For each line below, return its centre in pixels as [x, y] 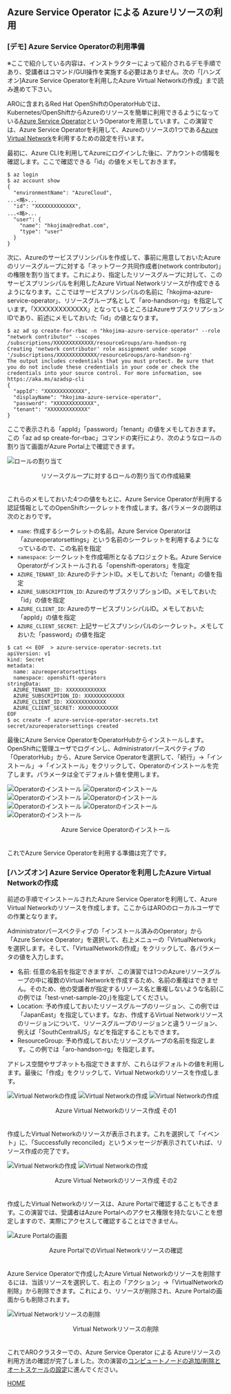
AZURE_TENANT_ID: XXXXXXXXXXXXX [60, 690]
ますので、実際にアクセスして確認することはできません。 [100, 1221]
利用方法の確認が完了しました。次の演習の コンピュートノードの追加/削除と [114, 1361]
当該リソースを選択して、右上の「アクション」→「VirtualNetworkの [127, 1282]
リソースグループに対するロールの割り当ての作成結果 [116, 476]
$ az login [23, 175]
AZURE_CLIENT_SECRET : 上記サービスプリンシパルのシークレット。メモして [120, 626]
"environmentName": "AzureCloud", [63, 193]
